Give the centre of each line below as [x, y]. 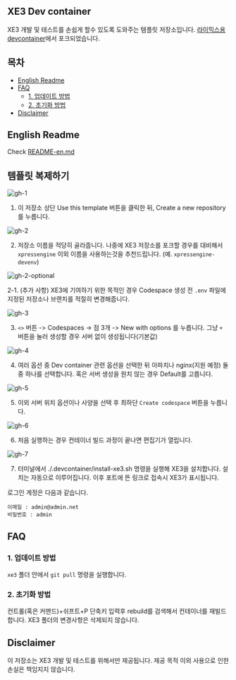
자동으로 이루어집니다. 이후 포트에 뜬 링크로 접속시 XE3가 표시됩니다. [125, 478]
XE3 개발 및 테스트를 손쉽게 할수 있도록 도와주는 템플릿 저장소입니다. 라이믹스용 [117, 29]
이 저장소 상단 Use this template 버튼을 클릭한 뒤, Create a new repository [122, 208]
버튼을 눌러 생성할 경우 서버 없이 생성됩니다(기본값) [87, 336]
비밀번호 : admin [30, 515]
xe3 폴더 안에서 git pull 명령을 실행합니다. [67, 574]
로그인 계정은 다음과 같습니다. [48, 492]
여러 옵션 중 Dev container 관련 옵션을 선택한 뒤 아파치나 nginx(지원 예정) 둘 [123, 365]
